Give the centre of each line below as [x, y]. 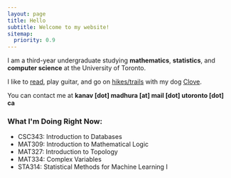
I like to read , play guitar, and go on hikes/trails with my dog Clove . [105, 82]
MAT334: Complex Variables [59, 160]
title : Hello [27, 21]
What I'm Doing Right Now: [55, 121]
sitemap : [20, 34]
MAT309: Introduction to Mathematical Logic [83, 144]
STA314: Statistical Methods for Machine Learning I [93, 167]
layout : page [27, 14]
